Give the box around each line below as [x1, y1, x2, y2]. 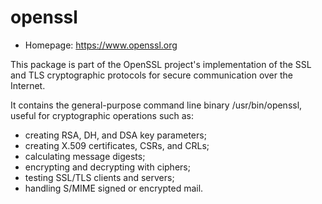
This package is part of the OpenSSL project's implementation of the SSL [10, 58, 312, 70]
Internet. [10, 79, 46, 91]
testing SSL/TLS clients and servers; [24, 171, 175, 183]
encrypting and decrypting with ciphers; [24, 161, 191, 173]
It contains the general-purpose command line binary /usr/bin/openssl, [10, 99, 303, 111]
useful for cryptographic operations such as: [10, 109, 195, 121]
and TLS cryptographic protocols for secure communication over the [10, 69, 294, 81]
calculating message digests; [24, 150, 146, 162]
